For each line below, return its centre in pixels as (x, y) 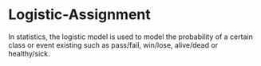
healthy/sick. (29, 53)
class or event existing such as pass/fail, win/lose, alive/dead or (113, 45)
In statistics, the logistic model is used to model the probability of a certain (130, 37)
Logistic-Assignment (80, 15)
